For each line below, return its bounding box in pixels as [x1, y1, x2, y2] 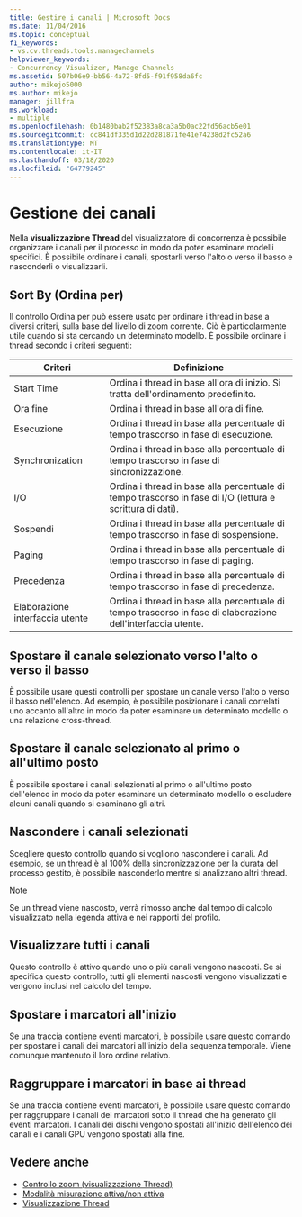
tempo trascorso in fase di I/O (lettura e [109, 492, 276, 504]
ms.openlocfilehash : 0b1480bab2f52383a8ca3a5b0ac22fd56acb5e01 [9, 123, 252, 132]
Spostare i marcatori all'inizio [9, 1006, 177, 1022]
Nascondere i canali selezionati [9, 824, 189, 840]
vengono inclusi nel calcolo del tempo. [9, 981, 152, 992]
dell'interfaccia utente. [109, 618, 204, 631]
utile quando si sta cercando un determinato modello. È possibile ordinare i [9, 331, 286, 341]
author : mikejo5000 [9, 80, 83, 89]
